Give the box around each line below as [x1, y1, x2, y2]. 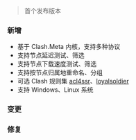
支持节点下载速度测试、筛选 [17, 60, 97, 68]
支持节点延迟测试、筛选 [17, 51, 85, 59]
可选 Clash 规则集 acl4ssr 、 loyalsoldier [17, 77, 130, 86]
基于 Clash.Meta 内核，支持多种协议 [17, 43, 121, 51]
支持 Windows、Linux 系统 [17, 86, 94, 94]
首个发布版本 [24, 7, 61, 14]
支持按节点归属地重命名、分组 [17, 68, 103, 77]
